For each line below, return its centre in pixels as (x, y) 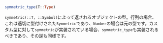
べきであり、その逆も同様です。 (37, 36)
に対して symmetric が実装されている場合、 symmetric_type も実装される (88, 29)
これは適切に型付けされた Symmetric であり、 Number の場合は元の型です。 (77, 23)
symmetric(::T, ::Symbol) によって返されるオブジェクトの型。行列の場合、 (81, 17)
